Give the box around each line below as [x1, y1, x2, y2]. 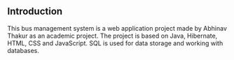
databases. [7, 46, 40, 54]
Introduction [7, 6, 63, 17]
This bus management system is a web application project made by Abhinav [7, 24, 228, 32]
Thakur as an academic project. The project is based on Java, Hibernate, [7, 31, 218, 40]
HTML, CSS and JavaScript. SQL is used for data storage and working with [7, 38, 223, 47]
